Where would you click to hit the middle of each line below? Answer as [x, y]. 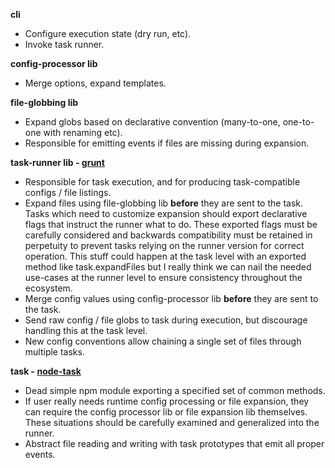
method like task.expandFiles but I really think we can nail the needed [168, 267]
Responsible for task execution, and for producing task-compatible [162, 182]
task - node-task [46, 371]
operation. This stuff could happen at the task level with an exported [165, 256]
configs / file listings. [68, 192]
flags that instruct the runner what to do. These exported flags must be [171, 224]
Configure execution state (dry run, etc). [108, 33]
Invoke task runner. [64, 44]
